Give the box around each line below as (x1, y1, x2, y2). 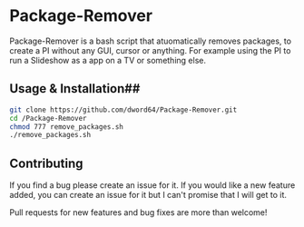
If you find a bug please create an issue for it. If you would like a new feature (9, 180, 296, 191)
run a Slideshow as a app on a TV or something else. (9, 54, 207, 65)
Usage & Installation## (9, 81, 141, 96)
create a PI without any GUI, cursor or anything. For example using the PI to (9, 44, 291, 55)
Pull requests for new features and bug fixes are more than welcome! (9, 207, 268, 218)
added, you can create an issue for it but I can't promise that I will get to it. (9, 190, 288, 201)
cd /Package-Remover (9, 113, 88, 123)
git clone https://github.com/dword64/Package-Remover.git (9, 105, 238, 114)
